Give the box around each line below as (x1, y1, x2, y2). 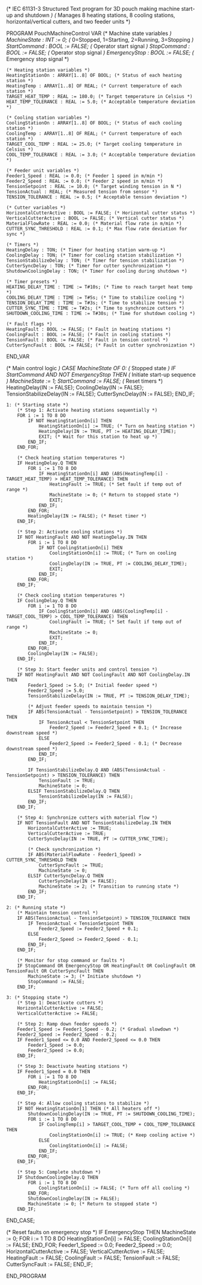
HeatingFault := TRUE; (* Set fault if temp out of (49, 481, 182, 487)
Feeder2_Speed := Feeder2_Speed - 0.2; (17, 1032, 118, 1038)
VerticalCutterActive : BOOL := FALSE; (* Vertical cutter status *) (6, 215, 185, 221)
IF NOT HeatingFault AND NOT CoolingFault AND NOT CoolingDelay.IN (17, 672, 190, 678)
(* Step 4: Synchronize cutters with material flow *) (17, 815, 158, 821)
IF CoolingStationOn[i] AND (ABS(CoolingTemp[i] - (38, 608, 169, 614)
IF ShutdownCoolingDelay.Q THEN (17, 1174, 98, 1180)
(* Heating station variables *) (6, 67, 90, 73)
